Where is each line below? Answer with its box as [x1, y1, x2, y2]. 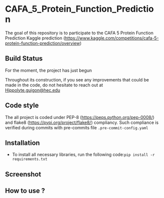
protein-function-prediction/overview [5, 40, 80, 46]
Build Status [5, 55, 43, 63]
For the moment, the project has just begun [5, 67, 92, 73]
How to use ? [5, 187, 45, 195]
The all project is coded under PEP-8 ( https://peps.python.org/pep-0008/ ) [5, 114, 155, 120]
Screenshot [5, 170, 41, 178]
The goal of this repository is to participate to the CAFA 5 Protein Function [5, 30, 154, 36]
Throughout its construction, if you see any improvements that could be [5, 77, 149, 82]
